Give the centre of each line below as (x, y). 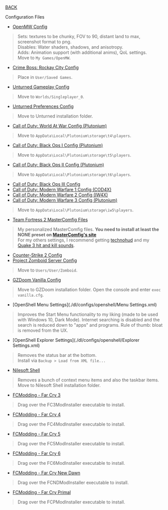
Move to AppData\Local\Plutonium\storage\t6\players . (74, 174)
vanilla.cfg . (31, 295)
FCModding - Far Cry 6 (37, 453)
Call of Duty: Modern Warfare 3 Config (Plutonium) (65, 200)
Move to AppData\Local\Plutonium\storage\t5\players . (74, 155)
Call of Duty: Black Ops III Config (46, 184)
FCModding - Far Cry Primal (42, 492)
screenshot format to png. (44, 42)
